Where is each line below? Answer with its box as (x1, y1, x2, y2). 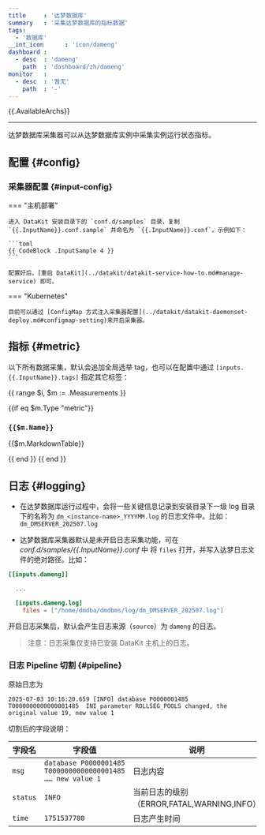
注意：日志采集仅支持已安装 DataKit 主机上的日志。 (27, 638, 194, 648)
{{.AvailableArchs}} (8, 107, 70, 116)
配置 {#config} (8, 155, 81, 169)
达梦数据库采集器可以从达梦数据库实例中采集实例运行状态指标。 (8, 130, 215, 140)
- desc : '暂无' (15, 77, 70, 85)
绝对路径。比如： (33, 554, 89, 564)
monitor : (8, 70, 47, 78)
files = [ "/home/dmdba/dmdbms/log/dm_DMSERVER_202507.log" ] (22, 606, 224, 614)
